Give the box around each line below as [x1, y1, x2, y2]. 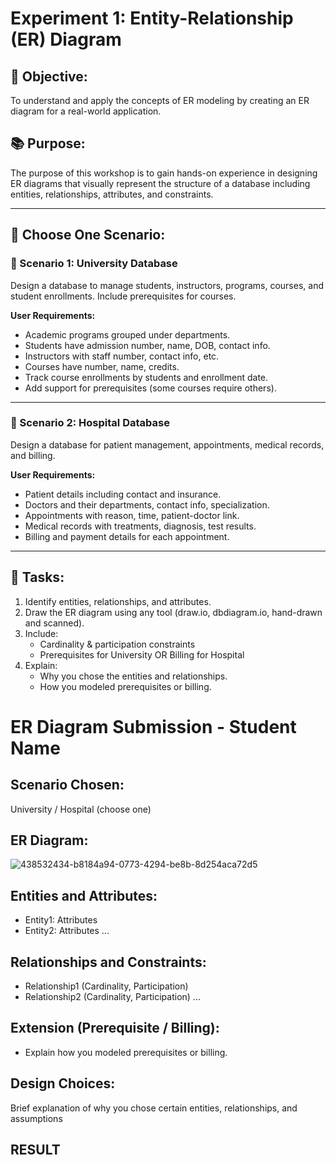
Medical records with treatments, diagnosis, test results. [24, 520, 257, 532]
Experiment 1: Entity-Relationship [10, 7, 294, 30]
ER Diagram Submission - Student [10, 715, 297, 738]
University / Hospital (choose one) [10, 803, 152, 815]
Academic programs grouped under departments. [24, 328, 231, 341]
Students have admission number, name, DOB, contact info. [24, 339, 271, 351]
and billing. [10, 449, 56, 461]
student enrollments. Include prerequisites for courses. [10, 290, 237, 302]
